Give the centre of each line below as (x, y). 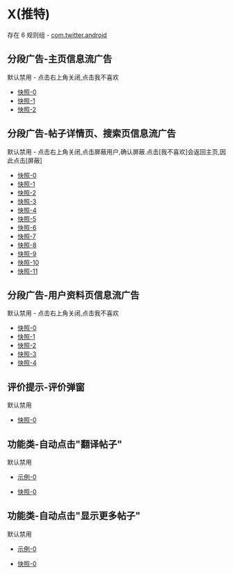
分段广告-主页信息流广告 (60, 59)
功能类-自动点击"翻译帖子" (65, 444)
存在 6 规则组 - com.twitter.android (57, 35)
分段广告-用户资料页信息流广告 (73, 295)
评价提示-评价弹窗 (46, 387)
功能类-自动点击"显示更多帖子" (74, 516)
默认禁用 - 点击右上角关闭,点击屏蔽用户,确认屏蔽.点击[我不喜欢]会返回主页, (114, 151)
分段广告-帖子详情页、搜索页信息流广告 (91, 134)
